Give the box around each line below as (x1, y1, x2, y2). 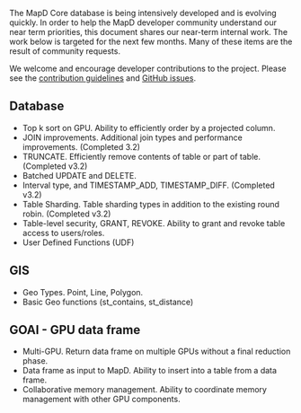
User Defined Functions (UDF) (22, 237, 135, 248)
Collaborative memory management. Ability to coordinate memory (22, 384, 268, 395)
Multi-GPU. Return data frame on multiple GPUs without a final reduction (22, 346, 291, 357)
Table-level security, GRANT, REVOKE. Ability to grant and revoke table (22, 217, 286, 228)
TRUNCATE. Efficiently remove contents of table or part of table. (22, 151, 261, 162)
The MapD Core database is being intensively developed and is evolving (9, 8, 277, 18)
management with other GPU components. (22, 394, 181, 405)
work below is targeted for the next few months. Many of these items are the (9, 36, 293, 47)
